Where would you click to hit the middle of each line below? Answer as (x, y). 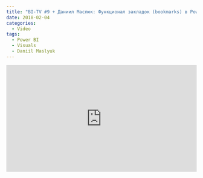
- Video (21, 29)
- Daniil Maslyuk (34, 51)
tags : (13, 34)
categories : (21, 23)
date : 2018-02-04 (28, 17)
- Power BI (25, 40)
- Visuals (24, 46)
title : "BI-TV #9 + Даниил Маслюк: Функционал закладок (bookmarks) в (97, 12)
